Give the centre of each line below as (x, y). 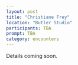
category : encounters (33, 39)
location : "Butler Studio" (39, 22)
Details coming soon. (32, 56)
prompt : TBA (21, 34)
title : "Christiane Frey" (38, 17)
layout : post (22, 12)
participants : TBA (29, 28)
